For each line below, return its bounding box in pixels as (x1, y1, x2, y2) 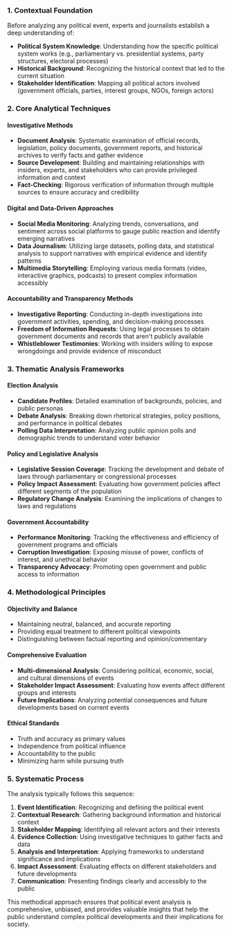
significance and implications (17, 855, 101, 863)
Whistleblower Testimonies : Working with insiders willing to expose (17, 339, 213, 347)
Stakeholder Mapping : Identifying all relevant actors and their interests (17, 825, 220, 834)
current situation (17, 72, 64, 80)
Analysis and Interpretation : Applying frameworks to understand (17, 847, 204, 856)
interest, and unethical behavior (17, 555, 108, 564)
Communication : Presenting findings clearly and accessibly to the (17, 877, 207, 886)
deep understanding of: (7, 28, 75, 37)
